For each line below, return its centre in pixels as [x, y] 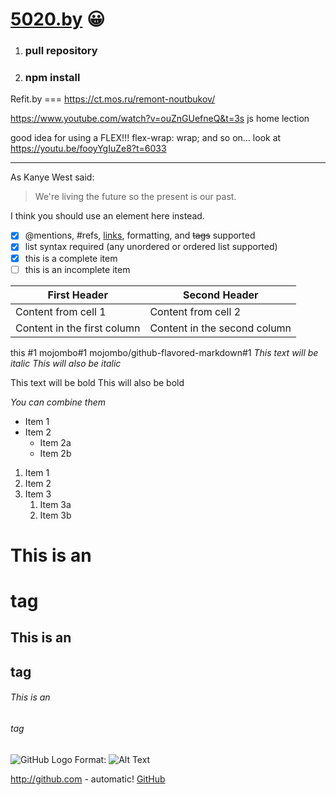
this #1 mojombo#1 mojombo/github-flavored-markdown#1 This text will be [164, 352]
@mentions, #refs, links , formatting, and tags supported [140, 235]
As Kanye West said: [52, 177]
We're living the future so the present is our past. [135, 197]
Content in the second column [220, 328]
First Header [77, 295]
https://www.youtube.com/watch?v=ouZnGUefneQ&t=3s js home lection [160, 119]
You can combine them [58, 402]
